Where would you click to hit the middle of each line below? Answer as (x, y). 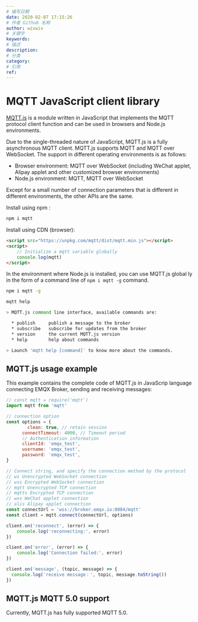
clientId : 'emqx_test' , (51, 444)
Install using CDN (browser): (40, 230)
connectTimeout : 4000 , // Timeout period (74, 433)
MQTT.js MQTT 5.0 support (58, 599)
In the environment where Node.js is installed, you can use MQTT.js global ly (99, 274)
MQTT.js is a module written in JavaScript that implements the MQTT (90, 118)
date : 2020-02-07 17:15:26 (39, 17)
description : (22, 50)
